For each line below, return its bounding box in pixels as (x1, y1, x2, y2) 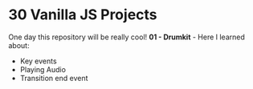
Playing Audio (19, 64, 67, 74)
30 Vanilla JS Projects (8, 6, 158, 24)
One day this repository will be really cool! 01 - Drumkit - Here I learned (8, 32, 245, 42)
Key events (19, 56, 58, 66)
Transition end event (19, 73, 88, 83)
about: (8, 40, 30, 50)
